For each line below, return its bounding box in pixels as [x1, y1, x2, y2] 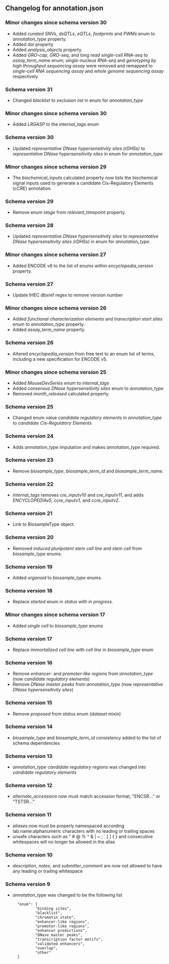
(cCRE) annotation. [12, 185, 52, 191]
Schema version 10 [5, 851, 53, 858]
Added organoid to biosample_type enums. [12, 575, 103, 581]
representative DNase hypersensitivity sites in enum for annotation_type [12, 150, 163, 156]
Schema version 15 [5, 699, 53, 706]
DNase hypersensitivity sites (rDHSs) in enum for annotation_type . [12, 238, 151, 245]
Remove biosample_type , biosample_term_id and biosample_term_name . [12, 468, 164, 474]
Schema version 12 [5, 782, 53, 789]
